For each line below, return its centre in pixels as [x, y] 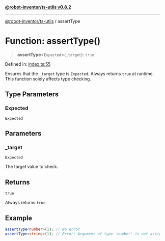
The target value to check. [32, 167]
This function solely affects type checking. [48, 79]
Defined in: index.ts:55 [28, 64]
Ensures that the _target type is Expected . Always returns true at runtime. [80, 74]
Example [19, 218]
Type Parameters [32, 94]
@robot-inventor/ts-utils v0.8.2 [38, 7]
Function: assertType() [53, 41]
